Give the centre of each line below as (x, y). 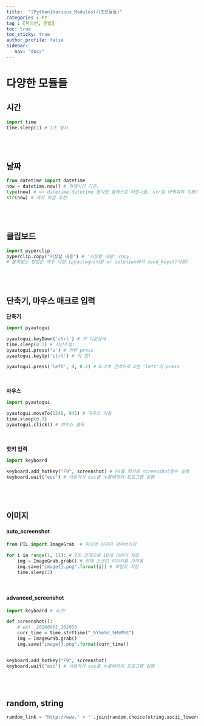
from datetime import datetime (46, 181)
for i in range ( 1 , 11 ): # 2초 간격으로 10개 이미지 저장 (73, 555)
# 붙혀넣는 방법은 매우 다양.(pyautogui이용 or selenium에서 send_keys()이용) (97, 262)
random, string (35, 703)
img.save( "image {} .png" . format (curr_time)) (73, 644)
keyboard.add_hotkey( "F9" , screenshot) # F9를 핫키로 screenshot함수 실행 (98, 471)
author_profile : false (35, 40)
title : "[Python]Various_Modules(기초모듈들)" (64, 12)
